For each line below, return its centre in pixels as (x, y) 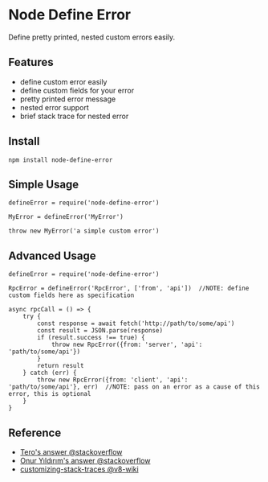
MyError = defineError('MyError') (66, 217)
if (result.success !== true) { (91, 338)
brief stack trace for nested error (74, 116)
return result (61, 366)
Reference (35, 433)
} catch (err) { (50, 373)
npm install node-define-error (61, 160)
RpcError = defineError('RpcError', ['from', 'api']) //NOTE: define (129, 288)
